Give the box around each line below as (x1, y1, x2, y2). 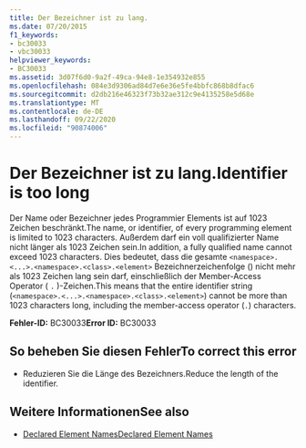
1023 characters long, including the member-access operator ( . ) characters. (9, 299, 297, 310)
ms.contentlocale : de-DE (9, 107, 104, 116)
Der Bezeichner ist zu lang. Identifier (9, 163, 289, 183)
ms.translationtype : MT (9, 98, 100, 108)
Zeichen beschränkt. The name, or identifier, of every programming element (9, 222, 292, 233)
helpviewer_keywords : (9, 56, 92, 65)
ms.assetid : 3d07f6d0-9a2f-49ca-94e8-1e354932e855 (9, 73, 206, 82)
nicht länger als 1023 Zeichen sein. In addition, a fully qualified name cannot (9, 241, 293, 252)
